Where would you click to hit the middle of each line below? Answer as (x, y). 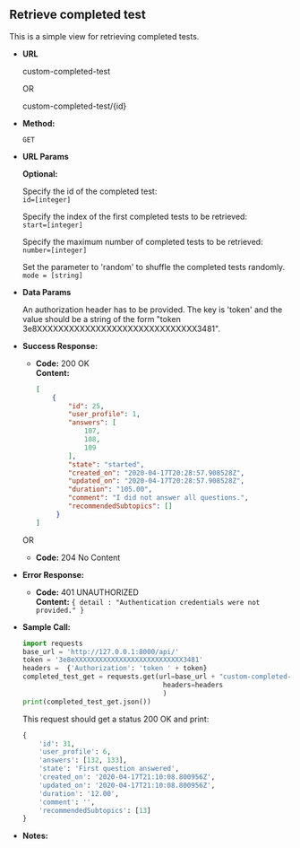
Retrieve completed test (77, 15)
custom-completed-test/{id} (74, 106)
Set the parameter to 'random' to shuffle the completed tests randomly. (154, 267)
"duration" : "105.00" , (110, 490)
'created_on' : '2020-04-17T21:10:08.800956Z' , (127, 777)
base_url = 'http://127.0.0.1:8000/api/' (101, 651)
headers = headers (193, 686)
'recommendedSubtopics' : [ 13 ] (95, 810)
